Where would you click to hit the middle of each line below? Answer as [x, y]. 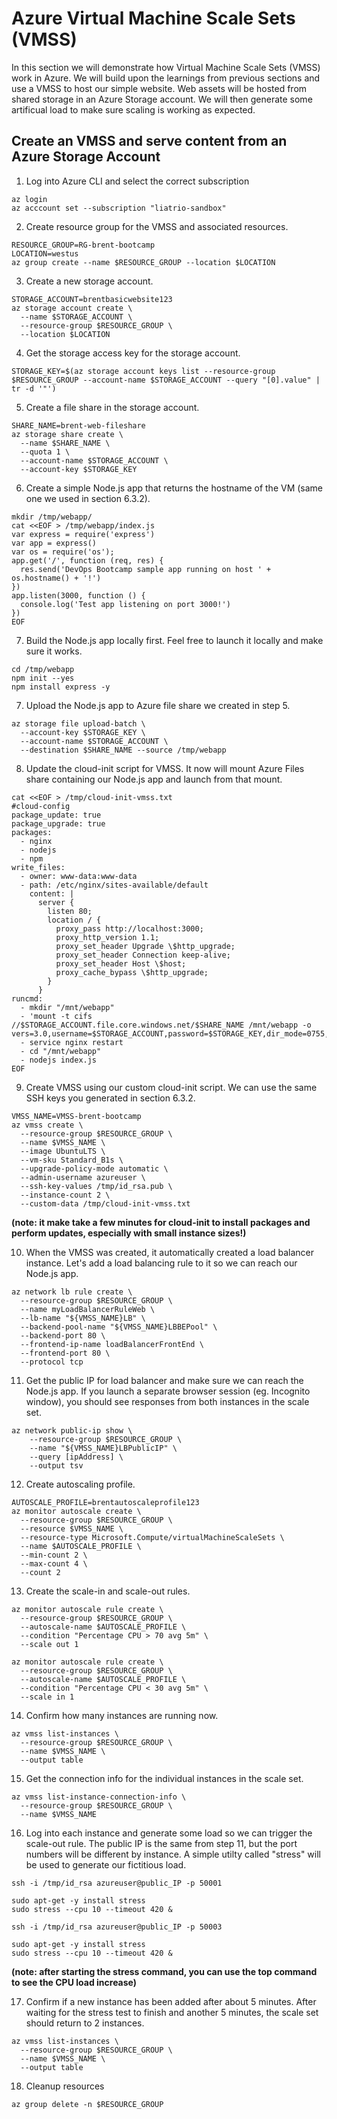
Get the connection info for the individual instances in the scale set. [164, 1778]
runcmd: [27, 998]
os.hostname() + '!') [56, 578]
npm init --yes [43, 678]
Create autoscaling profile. [80, 1484]
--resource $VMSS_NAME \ [72, 1528]
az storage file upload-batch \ [78, 723]
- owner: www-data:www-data [79, 876]
